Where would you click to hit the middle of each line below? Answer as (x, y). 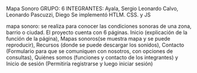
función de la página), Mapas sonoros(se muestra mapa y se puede (88, 39)
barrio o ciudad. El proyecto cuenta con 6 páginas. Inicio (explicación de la (97, 32)
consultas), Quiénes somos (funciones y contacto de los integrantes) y (92, 57)
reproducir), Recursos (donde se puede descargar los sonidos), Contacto (95, 45)
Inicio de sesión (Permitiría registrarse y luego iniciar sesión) (80, 64)
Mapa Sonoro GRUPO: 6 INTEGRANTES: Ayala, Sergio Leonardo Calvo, (92, 9)
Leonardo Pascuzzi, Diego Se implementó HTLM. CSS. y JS (78, 15)
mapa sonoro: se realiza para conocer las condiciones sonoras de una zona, (99, 26)
